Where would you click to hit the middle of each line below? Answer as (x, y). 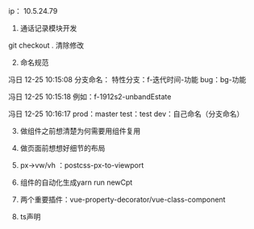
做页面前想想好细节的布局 (62, 148)
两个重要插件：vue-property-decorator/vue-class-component (123, 200)
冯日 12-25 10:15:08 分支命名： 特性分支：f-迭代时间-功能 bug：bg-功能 (127, 79)
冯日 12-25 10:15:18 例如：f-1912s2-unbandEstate (90, 97)
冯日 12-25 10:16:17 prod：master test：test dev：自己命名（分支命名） (126, 114)
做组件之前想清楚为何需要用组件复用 (80, 131)
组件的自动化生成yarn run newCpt (76, 182)
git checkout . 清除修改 (46, 45)
